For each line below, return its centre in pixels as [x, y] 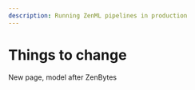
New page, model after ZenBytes [63, 77]
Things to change [68, 55]
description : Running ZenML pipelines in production [98, 16]
